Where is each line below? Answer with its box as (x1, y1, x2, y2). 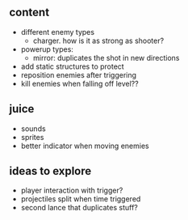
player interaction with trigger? (20, 185, 123, 196)
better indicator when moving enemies (20, 141, 149, 150)
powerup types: (20, 44, 73, 54)
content (9, 6, 50, 19)
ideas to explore (9, 164, 92, 178)
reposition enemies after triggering (20, 70, 136, 79)
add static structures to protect (20, 61, 124, 71)
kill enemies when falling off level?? (20, 78, 140, 88)
